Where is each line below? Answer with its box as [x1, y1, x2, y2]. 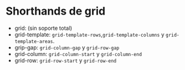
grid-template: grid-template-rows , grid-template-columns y [14, 30, 165, 38]
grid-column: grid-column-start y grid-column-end [14, 50, 142, 57]
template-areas [14, 38, 54, 44]
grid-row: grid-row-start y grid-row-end [14, 57, 117, 64]
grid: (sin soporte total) [14, 24, 72, 32]
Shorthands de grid [5, 4, 106, 18]
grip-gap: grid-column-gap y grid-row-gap [14, 44, 120, 51]
